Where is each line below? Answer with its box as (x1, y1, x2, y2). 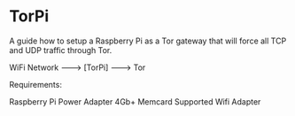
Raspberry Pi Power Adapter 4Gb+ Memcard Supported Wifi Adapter (9, 96, 261, 107)
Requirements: (9, 79, 62, 89)
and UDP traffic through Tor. (9, 44, 113, 55)
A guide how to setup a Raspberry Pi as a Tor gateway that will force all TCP (9, 35, 287, 46)
